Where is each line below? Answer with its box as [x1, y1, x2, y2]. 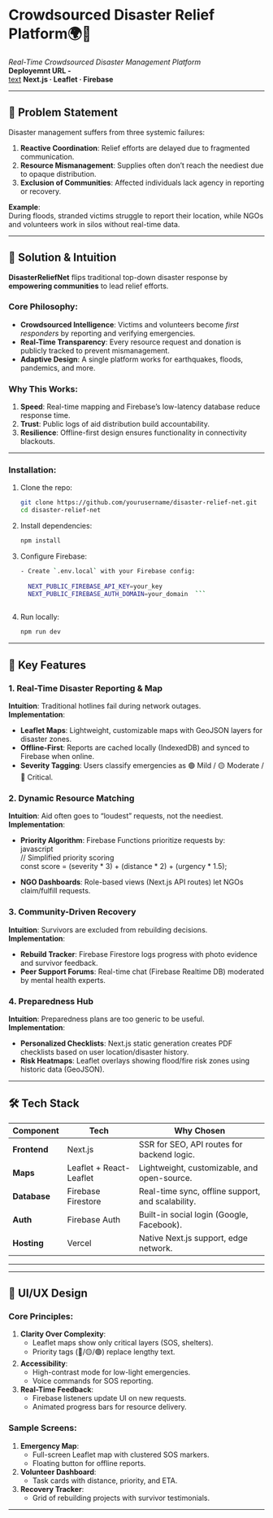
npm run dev [19, 628, 61, 636]
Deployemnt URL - [8, 65, 71, 75]
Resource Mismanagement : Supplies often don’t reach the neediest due [19, 160, 264, 170]
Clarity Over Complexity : [19, 1329, 106, 1339]
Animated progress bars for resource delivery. [32, 1402, 187, 1412]
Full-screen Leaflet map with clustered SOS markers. [32, 1450, 210, 1459]
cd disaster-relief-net [19, 507, 102, 515]
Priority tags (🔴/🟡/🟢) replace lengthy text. [32, 1347, 175, 1357]
